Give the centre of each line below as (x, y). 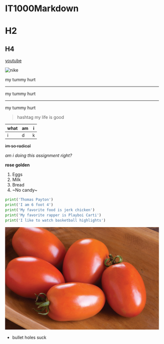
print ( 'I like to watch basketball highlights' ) (55, 220)
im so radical (18, 146)
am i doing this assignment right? (39, 156)
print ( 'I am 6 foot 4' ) (29, 205)
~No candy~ (25, 190)
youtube (13, 61)
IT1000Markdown (42, 9)
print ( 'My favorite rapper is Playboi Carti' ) (53, 215)
